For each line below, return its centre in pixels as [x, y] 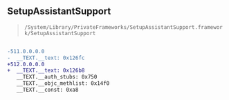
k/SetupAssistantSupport [60, 33]
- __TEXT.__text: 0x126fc [46, 58]
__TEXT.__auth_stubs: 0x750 [57, 77]
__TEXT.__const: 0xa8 [47, 90]
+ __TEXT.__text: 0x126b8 [46, 71]
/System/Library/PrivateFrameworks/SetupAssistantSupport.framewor [123, 27]
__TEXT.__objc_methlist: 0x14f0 [63, 83]
